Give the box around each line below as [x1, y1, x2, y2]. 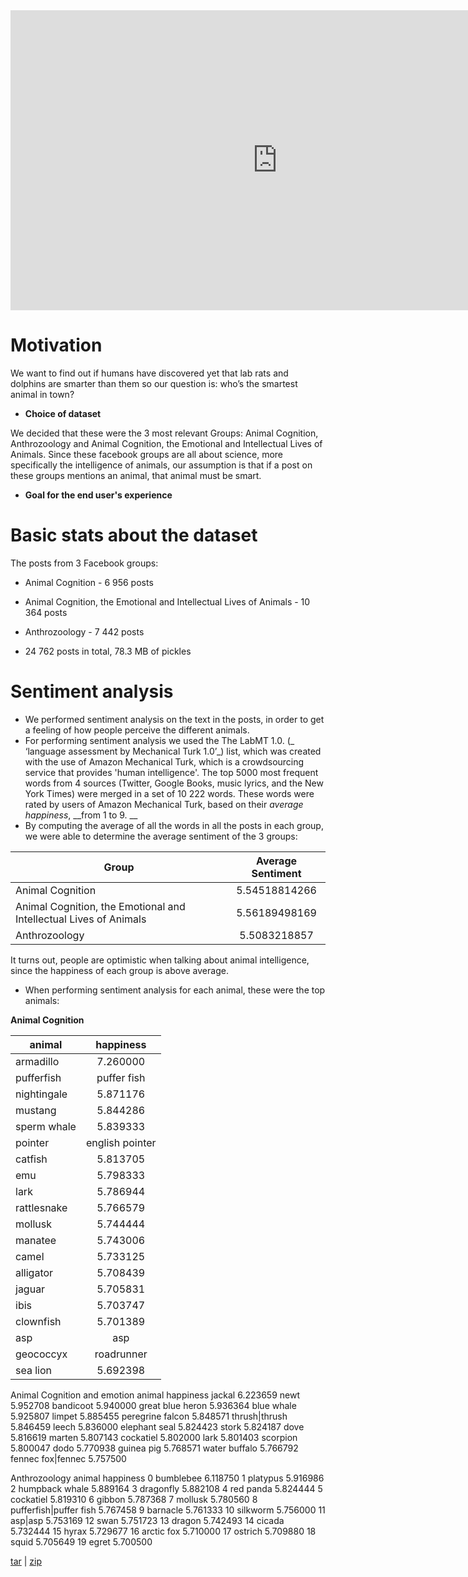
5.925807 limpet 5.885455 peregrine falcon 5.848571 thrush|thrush [10, 1410, 288, 1422]
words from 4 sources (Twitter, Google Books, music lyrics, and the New [24, 777, 324, 789]
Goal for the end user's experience [24, 489, 173, 501]
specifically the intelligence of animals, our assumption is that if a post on [10, 459, 313, 471]
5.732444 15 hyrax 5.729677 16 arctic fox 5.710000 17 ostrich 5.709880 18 [10, 1525, 317, 1537]
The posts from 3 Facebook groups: [10, 557, 159, 569]
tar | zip [10, 1555, 43, 1567]
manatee [15, 1233, 57, 1247]
